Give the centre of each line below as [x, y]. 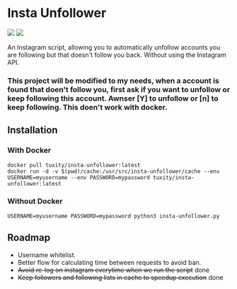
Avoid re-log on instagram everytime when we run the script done [114, 270]
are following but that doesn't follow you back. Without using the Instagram [117, 55]
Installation [33, 130]
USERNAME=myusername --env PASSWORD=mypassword [79, 177]
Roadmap [29, 238]
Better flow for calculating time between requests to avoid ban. [109, 262]
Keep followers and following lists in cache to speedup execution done [120, 277]
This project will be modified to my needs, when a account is [113, 81]
